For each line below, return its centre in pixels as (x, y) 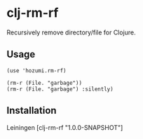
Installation (32, 111)
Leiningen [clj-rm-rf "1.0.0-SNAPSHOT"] (65, 127)
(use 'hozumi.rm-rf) (37, 71)
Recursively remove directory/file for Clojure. (71, 32)
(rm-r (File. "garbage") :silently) (60, 89)
